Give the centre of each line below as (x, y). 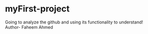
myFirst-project (37, 9)
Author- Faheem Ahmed (29, 27)
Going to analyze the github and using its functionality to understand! (74, 22)
